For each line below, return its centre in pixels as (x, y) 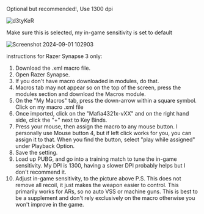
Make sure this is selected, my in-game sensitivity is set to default (89, 32)
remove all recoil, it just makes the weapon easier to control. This (97, 185)
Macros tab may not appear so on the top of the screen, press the (98, 87)
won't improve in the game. (49, 205)
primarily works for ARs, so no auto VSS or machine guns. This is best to (107, 191)
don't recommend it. (41, 172)
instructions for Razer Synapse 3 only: (54, 56)
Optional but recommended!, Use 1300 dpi (60, 9)
